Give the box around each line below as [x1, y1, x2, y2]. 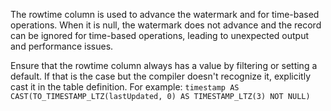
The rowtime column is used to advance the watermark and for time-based [10, 9, 320, 20]
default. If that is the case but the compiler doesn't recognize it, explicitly [10, 70, 312, 82]
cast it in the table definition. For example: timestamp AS [10, 81, 240, 93]
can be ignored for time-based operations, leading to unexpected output [10, 30, 309, 41]
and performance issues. [10, 40, 114, 52]
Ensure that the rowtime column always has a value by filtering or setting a [10, 60, 318, 71]
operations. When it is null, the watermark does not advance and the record [10, 19, 322, 31]
